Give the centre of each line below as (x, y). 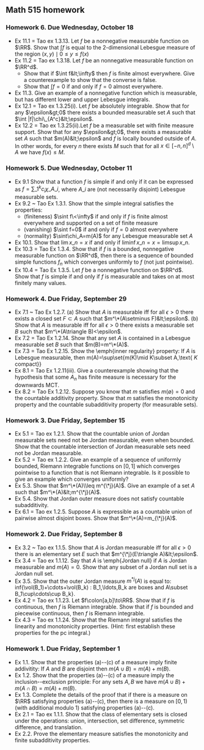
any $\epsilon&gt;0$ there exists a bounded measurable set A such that (105, 112)
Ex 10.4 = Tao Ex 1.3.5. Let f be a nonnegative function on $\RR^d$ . (99, 270)
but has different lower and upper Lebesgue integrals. (82, 99)
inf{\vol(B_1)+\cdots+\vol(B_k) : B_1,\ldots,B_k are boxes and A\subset (101, 587)
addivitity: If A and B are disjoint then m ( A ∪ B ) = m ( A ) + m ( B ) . (93, 669)
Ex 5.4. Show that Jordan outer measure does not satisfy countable (99, 499)
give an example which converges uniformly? (71, 479)
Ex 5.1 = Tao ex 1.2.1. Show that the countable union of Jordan (92, 434)
